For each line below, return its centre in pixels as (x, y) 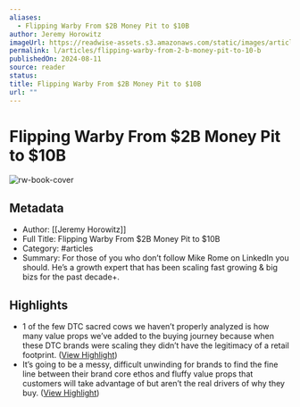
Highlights (39, 305)
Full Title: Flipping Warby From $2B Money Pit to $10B (121, 239)
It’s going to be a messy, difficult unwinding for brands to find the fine (150, 365)
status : (24, 76)
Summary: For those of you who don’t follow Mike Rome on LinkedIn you (156, 258)
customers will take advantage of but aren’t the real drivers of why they (154, 384)
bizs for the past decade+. (71, 277)
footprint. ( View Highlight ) (70, 355)
